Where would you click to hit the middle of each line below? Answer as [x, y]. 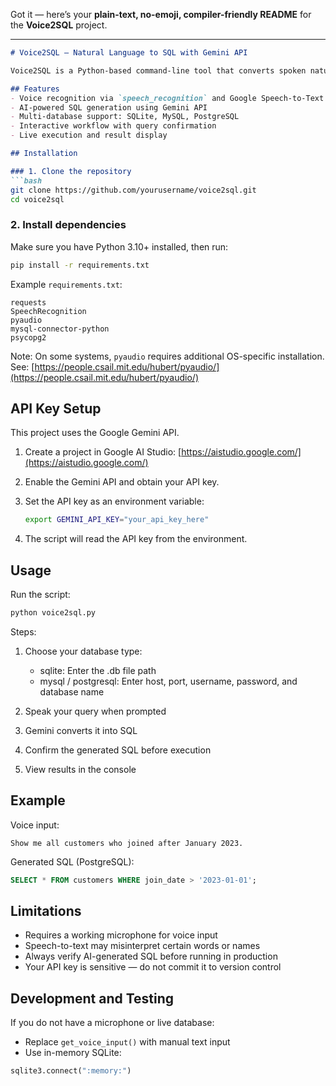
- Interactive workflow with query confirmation [113, 126]
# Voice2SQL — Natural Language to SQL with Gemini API [129, 53]
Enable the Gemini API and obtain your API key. [122, 482]
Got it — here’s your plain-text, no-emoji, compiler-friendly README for [161, 14]
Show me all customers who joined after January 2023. [127, 843]
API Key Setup [56, 408]
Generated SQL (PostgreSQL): [72, 861]
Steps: [23, 631]
